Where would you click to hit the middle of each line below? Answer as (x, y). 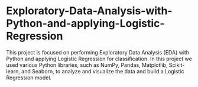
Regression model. (29, 78)
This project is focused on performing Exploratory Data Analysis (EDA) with (98, 52)
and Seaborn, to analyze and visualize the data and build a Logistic (103, 71)
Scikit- (177, 65)
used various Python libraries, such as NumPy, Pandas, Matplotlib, (87, 65)
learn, (13, 71)
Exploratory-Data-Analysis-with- (89, 11)
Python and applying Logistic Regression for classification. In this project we (99, 59)
